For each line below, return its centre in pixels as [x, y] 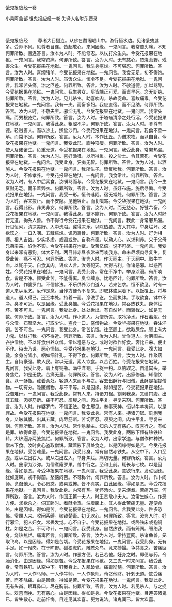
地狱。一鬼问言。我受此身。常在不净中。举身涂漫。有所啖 [101, 272]
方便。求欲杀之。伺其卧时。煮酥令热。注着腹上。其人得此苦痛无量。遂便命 [84, 503]
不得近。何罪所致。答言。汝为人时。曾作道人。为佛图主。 [106, 336]
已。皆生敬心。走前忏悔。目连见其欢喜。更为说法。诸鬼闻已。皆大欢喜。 [81, 599]
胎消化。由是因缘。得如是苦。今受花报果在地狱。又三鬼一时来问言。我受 [81, 561]
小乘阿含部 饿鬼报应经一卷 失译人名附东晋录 [51, 19]
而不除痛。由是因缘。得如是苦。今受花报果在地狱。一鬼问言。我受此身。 [90, 580]
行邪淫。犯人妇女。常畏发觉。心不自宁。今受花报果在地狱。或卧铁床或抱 [81, 522]
